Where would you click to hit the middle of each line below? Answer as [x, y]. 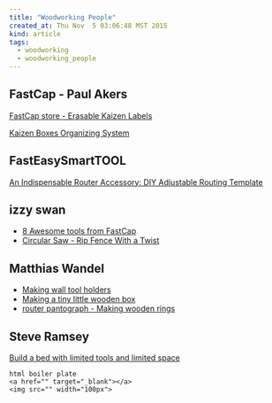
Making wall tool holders [67, 290]
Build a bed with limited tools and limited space [95, 358]
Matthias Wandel [57, 268]
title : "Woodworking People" [63, 17]
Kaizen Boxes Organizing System [69, 133]
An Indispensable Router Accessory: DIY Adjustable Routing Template [136, 182]
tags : [19, 42]
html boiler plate [43, 374]
